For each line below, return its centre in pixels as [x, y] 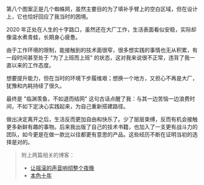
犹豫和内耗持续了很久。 [36, 86]
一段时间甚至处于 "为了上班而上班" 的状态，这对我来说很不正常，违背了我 [98, 58]
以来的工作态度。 [33, 65]
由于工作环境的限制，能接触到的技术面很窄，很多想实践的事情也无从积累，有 [102, 50]
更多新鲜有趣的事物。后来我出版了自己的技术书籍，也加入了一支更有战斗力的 [102, 127]
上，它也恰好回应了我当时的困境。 [49, 16]
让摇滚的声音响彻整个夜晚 [62, 168]
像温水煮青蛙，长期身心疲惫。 [43, 37]
